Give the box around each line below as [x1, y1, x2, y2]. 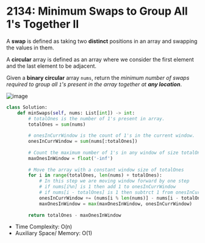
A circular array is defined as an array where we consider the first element [6, 56, 194, 63]
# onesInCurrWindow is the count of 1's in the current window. [28, 132, 195, 139]
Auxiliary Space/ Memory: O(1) [15, 230, 93, 237]
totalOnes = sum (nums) [28, 121, 86, 128]
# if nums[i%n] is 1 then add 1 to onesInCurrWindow [38, 184, 176, 190]
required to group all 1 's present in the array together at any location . [6, 81, 182, 88]
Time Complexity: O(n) [15, 223, 73, 230]
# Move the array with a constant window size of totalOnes [28, 167, 184, 173]
